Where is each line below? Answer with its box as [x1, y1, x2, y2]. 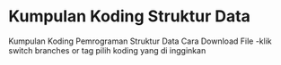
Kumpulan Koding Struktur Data [8, 6, 250, 27]
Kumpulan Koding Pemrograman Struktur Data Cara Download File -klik [8, 36, 272, 46]
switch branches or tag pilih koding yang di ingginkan [8, 45, 206, 55]
